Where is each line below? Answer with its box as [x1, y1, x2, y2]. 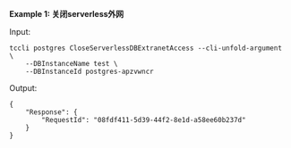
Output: [9, 83, 38, 93]
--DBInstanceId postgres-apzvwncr [25, 67, 154, 76]
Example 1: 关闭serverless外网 [9, 9, 124, 19]
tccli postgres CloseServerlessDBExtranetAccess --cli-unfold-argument [9, 44, 282, 53]
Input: [9, 27, 31, 37]
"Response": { [25, 108, 78, 117]
